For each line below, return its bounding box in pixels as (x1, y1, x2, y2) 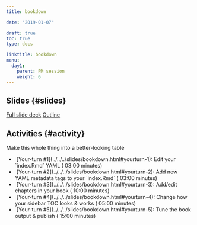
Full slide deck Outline (6, 111, 61, 118)
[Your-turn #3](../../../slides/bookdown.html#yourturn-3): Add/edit (16, 181, 177, 188)
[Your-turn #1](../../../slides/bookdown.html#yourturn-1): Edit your (16, 156, 176, 163)
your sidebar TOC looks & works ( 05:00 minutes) (14, 200, 136, 207)
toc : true (6, 36, 31, 41)
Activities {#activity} (6, 128, 85, 139)
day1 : (11, 63, 26, 69)
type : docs (6, 41, 33, 47)
